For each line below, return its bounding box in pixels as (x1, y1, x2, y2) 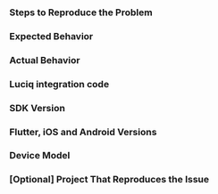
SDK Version (9, 101, 65, 114)
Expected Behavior (9, 29, 94, 42)
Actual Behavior (9, 53, 80, 66)
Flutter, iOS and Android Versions (9, 125, 157, 138)
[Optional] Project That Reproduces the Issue (9, 174, 210, 186)
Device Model (9, 150, 71, 162)
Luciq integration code (9, 77, 110, 90)
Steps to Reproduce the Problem (9, 6, 154, 19)
